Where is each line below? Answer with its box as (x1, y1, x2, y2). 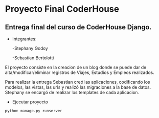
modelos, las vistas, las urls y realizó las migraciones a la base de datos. (5, 84, 151, 90)
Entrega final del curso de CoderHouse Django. (5, 23, 152, 31)
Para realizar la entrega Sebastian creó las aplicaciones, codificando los (5, 79, 150, 85)
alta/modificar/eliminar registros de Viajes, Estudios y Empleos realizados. (5, 70, 155, 75)
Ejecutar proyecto (12, 99, 48, 105)
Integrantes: (12, 36, 37, 42)
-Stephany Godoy (12, 46, 48, 51)
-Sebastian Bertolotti (12, 55, 54, 61)
